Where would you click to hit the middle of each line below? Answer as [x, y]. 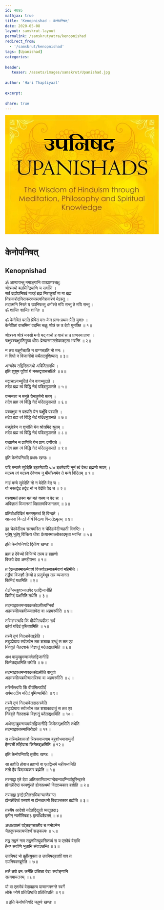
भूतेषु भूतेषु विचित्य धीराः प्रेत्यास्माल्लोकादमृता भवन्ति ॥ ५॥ [49, 534]
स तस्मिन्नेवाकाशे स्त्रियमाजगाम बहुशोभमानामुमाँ [40, 739]
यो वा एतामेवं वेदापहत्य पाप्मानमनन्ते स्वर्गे [35, 887]
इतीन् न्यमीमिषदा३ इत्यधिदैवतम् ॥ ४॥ [33, 816]
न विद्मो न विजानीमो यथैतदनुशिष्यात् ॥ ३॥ [37, 356]
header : [13, 67]
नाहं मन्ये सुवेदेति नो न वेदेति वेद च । [32, 483]
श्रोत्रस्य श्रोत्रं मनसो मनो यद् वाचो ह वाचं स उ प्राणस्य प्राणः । [50, 335]
